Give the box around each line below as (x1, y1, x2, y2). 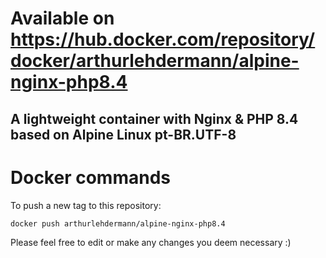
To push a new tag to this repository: (10, 199, 162, 211)
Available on (10, 7, 115, 30)
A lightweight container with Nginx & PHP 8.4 (10, 110, 299, 127)
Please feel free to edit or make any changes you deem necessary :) (10, 237, 292, 249)
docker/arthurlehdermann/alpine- (10, 50, 300, 72)
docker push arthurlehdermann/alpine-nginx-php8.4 (10, 218, 226, 229)
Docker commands (10, 166, 171, 189)
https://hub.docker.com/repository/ (10, 28, 316, 51)
